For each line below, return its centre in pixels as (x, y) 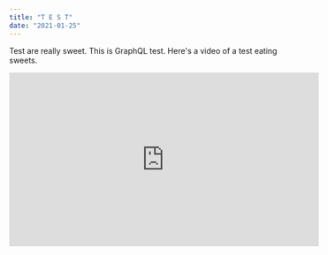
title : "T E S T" (41, 17)
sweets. (23, 60)
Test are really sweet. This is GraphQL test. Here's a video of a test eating (143, 50)
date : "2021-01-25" (45, 26)
